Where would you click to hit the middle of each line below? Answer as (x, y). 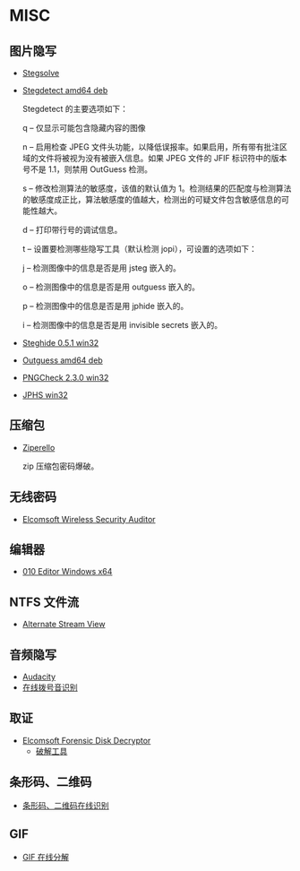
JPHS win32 (45, 395)
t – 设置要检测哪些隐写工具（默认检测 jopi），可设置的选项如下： (139, 249)
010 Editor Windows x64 (67, 572)
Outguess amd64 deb (62, 360)
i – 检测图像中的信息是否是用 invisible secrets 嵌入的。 (122, 325)
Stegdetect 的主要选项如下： (75, 109)
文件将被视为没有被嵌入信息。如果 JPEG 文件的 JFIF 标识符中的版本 (163, 158)
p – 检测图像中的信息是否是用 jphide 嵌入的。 (105, 306)
